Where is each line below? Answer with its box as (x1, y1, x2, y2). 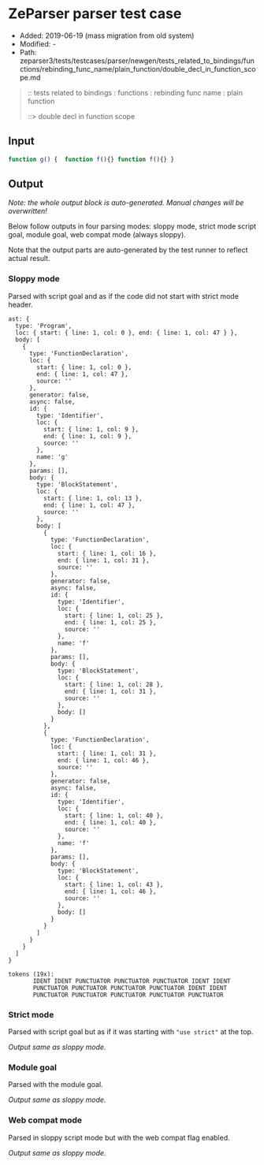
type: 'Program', (15, 322, 73, 329)
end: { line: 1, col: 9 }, (43, 432, 132, 440)
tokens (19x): (8, 970, 55, 978)
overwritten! (8, 207, 47, 216)
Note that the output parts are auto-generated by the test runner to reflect (8, 245, 248, 255)
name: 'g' (36, 452, 69, 461)
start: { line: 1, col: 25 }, (64, 612, 164, 620)
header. (8, 300, 33, 309)
